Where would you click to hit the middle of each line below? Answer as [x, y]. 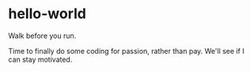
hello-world [48, 14]
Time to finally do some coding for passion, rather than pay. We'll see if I [126, 51]
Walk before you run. [42, 36]
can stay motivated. [40, 59]
